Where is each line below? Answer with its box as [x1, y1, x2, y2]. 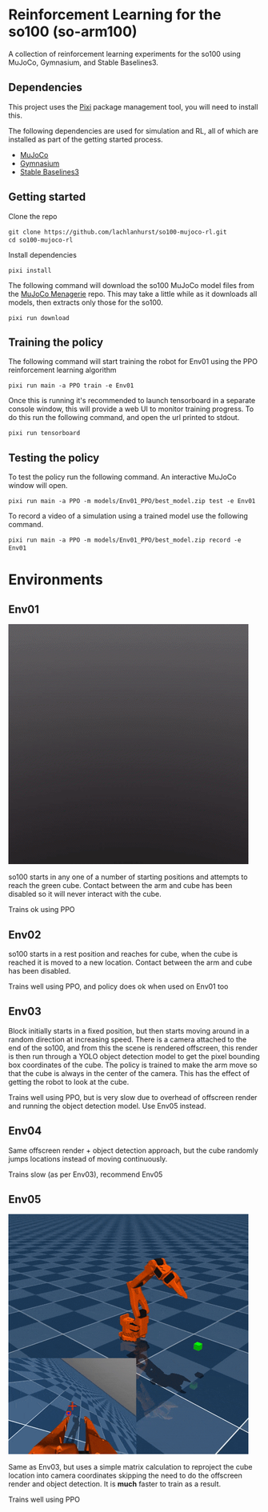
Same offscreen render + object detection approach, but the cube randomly [8, 1146, 258, 1155]
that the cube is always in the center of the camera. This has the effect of [8, 1068, 250, 1078]
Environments [8, 570, 104, 589]
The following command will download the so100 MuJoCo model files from [8, 280, 254, 290]
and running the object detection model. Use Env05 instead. [8, 1101, 206, 1110]
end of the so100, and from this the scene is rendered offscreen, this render [8, 1042, 258, 1053]
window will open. [8, 481, 68, 490]
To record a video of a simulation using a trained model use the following [8, 511, 248, 521]
